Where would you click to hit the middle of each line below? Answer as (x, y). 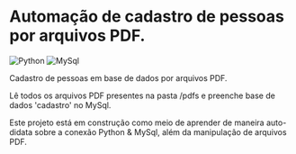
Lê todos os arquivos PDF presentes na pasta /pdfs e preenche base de (143, 95)
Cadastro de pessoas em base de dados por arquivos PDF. (118, 77)
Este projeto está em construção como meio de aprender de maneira (137, 122)
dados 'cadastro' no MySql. (60, 104)
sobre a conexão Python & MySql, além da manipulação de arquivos (161, 131)
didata (21, 131)
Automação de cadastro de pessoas (147, 17)
